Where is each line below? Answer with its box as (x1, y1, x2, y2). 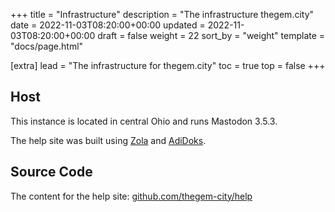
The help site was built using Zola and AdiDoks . (10, 134, 207, 146)
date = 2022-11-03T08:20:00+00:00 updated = (10, 19, 206, 31)
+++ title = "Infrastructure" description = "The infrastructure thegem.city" (10, 9, 315, 20)
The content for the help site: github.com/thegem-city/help (10, 190, 253, 202)
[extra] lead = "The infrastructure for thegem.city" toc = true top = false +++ (10, 60, 326, 71)
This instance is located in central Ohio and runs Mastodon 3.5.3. (10, 115, 278, 127)
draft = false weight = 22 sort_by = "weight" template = (97, 30, 326, 41)
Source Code (10, 164, 93, 181)
